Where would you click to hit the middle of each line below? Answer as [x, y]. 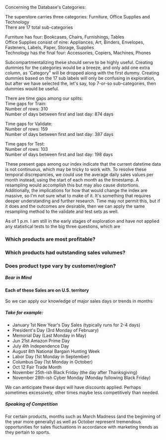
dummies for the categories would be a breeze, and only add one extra [78, 67]
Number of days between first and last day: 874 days [59, 114]
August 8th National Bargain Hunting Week [56, 351]
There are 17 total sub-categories [39, 27]
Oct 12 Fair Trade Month [37, 367]
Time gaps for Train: [26, 103]
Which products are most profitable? [50, 239]
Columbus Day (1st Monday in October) [53, 362]
